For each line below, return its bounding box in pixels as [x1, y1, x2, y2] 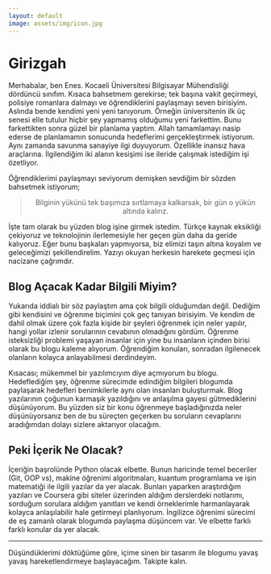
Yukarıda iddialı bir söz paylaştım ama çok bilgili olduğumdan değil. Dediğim [8, 301, 261, 311]
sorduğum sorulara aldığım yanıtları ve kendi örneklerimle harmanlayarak [8, 499, 250, 509]
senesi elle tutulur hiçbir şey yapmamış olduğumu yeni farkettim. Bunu [8, 115, 242, 125]
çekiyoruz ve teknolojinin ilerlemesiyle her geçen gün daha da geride [8, 231, 238, 241]
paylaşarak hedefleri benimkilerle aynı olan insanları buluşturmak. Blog [8, 385, 244, 396]
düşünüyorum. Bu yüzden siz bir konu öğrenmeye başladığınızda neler [8, 403, 242, 413]
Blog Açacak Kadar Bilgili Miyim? [8, 279, 177, 293]
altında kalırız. [122, 207, 169, 216]
